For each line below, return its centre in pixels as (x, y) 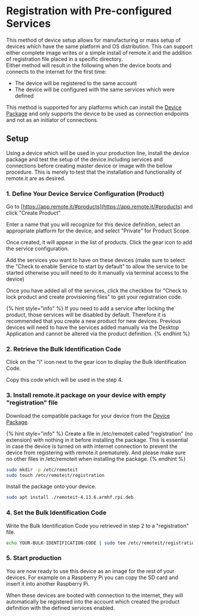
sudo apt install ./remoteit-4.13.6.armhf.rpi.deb (70, 498)
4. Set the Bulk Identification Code (56, 513)
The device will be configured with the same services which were (94, 89)
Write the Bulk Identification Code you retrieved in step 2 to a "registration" (98, 526)
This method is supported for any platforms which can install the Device (94, 107)
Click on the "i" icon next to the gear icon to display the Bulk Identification (96, 362)
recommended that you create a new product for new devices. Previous (94, 321)
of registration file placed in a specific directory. (65, 59)
